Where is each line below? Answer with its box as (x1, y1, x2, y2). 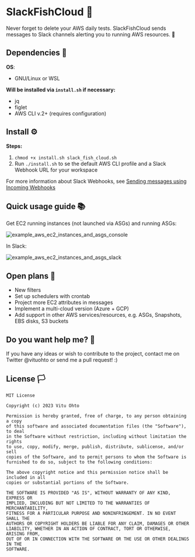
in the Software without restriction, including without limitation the (6, 433, 187, 439)
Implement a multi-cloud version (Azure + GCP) (14, 305, 130, 312)
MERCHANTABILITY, (6, 505, 48, 511)
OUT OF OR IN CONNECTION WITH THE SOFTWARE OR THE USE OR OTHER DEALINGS (6, 536, 190, 542)
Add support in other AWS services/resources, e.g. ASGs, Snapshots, (14, 312, 182, 319)
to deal (6, 428, 25, 434)
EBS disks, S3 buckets (14, 317, 69, 324)
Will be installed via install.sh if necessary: (6, 86, 116, 93)
